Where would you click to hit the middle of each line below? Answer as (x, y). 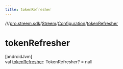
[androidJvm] (19, 56)
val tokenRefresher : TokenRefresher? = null (49, 62)
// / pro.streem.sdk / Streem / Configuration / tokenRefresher (61, 23)
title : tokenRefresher (28, 9)
